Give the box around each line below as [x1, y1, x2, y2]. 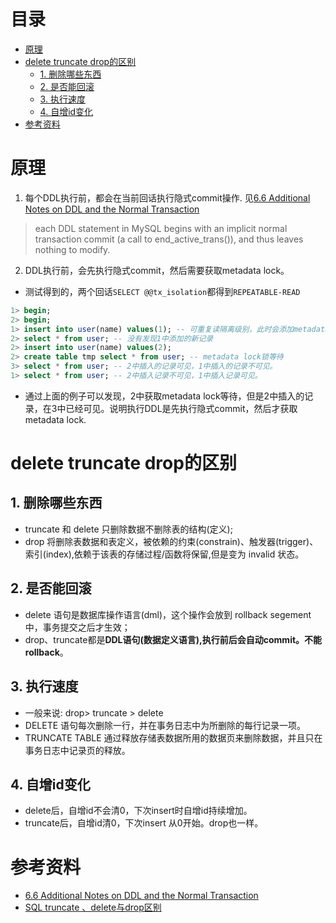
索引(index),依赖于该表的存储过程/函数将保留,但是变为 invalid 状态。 [24, 548, 305, 560]
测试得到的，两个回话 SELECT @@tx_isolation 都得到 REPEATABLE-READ [24, 285, 301, 297]
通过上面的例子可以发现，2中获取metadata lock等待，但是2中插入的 [24, 390, 305, 402]
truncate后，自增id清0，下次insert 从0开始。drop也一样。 [24, 817, 264, 829]
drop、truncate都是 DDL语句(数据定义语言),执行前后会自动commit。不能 [24, 633, 323, 645]
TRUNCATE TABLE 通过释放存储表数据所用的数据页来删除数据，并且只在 [24, 731, 323, 744]
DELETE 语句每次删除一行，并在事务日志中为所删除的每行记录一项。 [24, 719, 307, 731]
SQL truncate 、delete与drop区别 [24, 901, 162, 914]
